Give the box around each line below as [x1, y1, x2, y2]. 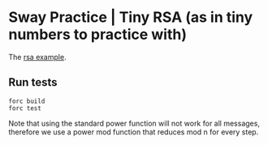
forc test [8, 104, 42, 113]
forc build [8, 97, 45, 105]
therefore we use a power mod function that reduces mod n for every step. [8, 126, 259, 137]
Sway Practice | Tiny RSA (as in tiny [8, 8, 253, 27]
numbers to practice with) [8, 25, 187, 44]
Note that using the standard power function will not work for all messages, [8, 118, 260, 128]
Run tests [8, 75, 58, 89]
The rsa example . [8, 52, 67, 62]
